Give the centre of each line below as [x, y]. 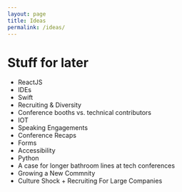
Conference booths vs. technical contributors [85, 113]
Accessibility [36, 151]
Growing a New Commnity [56, 173]
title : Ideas [27, 21]
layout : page [27, 14]
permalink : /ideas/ [36, 27]
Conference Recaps [47, 136]
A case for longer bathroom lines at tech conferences [96, 166]
